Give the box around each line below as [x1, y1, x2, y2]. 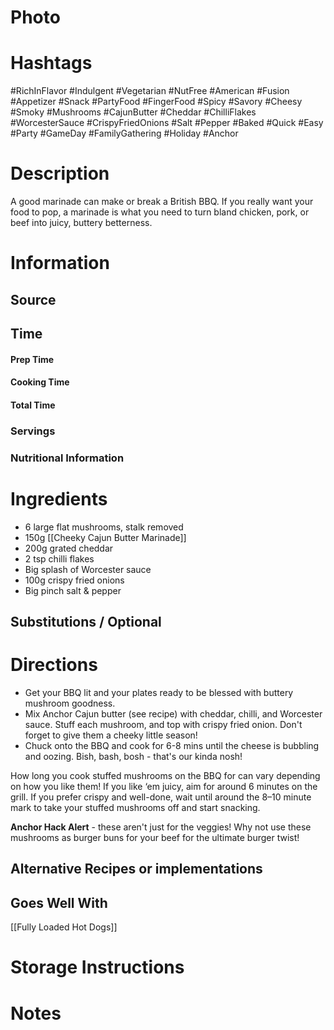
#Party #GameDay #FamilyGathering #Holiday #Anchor [10, 127, 239, 140]
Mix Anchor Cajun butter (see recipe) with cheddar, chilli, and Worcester [24, 707, 323, 720]
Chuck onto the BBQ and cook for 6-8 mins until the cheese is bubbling [24, 739, 320, 751]
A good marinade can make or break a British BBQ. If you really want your [10, 196, 314, 208]
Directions [10, 654, 98, 676]
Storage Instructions [10, 956, 185, 979]
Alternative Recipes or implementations [10, 861, 263, 878]
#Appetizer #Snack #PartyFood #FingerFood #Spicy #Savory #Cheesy [10, 96, 303, 108]
